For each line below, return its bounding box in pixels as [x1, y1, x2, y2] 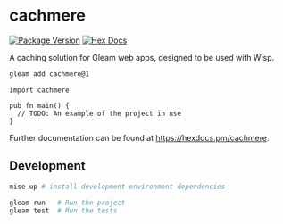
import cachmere [9, 86, 70, 95]
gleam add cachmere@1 [9, 69, 90, 79]
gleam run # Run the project [9, 198, 126, 207]
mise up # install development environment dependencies [9, 182, 226, 191]
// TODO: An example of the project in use [17, 109, 181, 118]
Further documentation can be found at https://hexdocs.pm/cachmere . [9, 132, 270, 143]
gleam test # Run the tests [9, 206, 118, 215]
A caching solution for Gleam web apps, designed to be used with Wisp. [9, 52, 275, 62]
